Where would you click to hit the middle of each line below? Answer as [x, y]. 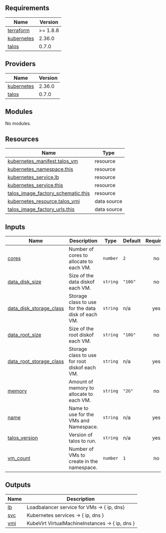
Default [132, 241]
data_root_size [24, 335]
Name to [79, 408]
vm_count [19, 458]
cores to [78, 255]
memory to [82, 388]
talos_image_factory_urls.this [41, 209]
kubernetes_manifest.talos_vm [43, 161]
